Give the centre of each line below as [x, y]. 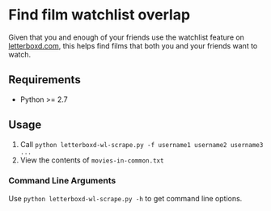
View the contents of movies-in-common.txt [92, 160]
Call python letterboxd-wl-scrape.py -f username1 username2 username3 [142, 144]
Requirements [44, 80]
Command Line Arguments [62, 181]
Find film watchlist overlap [100, 15]
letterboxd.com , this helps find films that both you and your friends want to [133, 45]
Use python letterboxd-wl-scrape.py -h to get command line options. [125, 198]
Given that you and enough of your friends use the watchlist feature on [127, 37]
